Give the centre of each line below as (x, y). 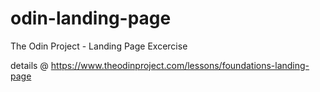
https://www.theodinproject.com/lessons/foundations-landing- (180, 65)
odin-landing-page (91, 18)
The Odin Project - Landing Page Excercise (99, 46)
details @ (29, 65)
